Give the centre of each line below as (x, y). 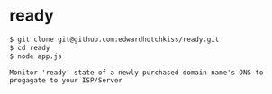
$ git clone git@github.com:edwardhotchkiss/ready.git (114, 39)
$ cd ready (30, 47)
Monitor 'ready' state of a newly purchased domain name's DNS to (136, 73)
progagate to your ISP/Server (66, 80)
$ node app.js (36, 56)
